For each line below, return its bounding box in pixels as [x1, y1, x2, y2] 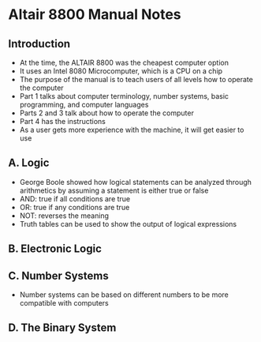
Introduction [8, 37, 71, 51]
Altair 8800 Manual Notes [8, 6, 181, 24]
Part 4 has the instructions [19, 117, 106, 126]
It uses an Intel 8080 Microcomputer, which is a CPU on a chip [19, 66, 223, 76]
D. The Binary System [8, 321, 117, 335]
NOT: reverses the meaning [19, 211, 109, 220]
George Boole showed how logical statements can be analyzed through [19, 177, 252, 186]
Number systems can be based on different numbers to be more [19, 290, 229, 299]
